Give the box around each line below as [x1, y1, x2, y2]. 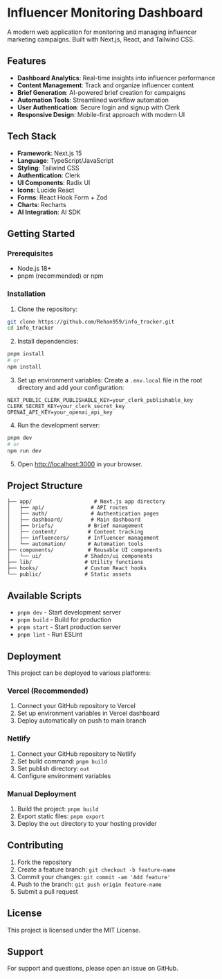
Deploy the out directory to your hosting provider [17, 819, 157, 827]
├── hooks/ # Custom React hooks [7, 565, 147, 572]
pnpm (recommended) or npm [17, 272, 104, 280]
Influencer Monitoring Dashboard [7, 5, 203, 21]
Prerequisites [7, 248, 53, 258]
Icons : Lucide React [17, 186, 75, 194]
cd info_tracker [7, 324, 54, 332]
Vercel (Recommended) [7, 686, 89, 696]
